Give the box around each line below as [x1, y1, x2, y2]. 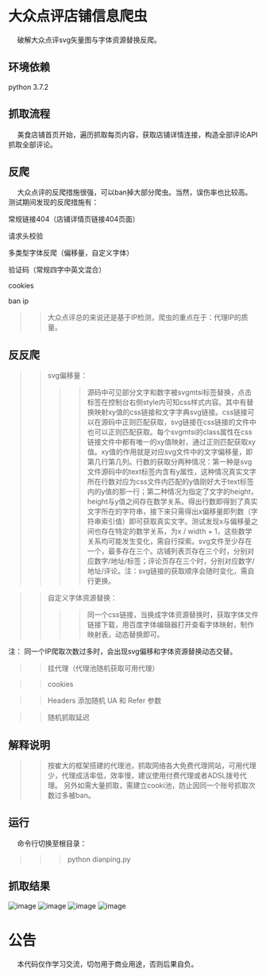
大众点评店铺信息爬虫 [8, 7, 148, 25]
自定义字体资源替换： [47, 593, 118, 603]
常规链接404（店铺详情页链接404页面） [8, 214, 140, 224]
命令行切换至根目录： [17, 839, 87, 848]
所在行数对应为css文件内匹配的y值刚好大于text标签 [87, 477, 254, 487]
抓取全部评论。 [8, 140, 57, 149]
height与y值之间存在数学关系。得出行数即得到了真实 [87, 497, 258, 507]
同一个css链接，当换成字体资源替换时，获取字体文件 [87, 610, 259, 619]
